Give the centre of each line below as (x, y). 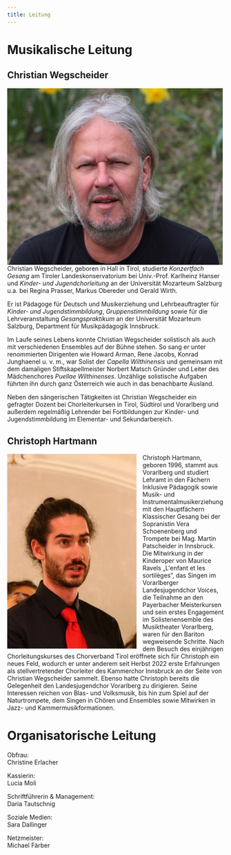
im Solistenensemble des (178, 620)
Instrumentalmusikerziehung (183, 502)
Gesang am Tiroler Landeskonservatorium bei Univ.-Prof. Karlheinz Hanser (113, 276)
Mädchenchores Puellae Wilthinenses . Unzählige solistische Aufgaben (108, 377)
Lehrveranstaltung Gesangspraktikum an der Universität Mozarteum (104, 319)
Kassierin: (21, 776)
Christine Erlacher (33, 762)
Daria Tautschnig (31, 804)
